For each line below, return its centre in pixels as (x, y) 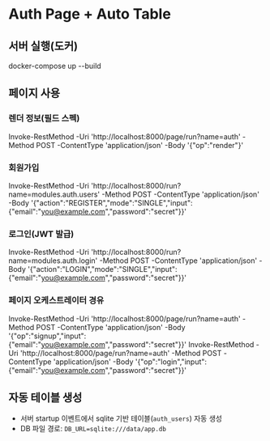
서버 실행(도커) (43, 46)
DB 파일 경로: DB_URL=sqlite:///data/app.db (93, 429)
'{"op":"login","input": (171, 362)
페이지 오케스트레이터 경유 (56, 300)
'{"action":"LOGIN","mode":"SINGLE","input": (103, 269)
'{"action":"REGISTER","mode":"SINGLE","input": (112, 202)
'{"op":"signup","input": (47, 336)
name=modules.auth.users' (54, 194)
